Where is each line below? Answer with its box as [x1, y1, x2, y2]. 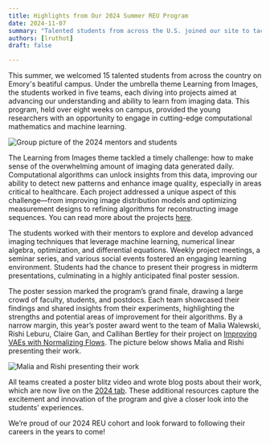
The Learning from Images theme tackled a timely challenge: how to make [8, 153, 254, 163]
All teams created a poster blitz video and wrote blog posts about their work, [8, 377, 262, 387]
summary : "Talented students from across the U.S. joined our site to [8, 26, 250, 35]
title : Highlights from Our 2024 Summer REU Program [8, 11, 189, 20]
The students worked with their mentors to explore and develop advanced [8, 228, 254, 238]
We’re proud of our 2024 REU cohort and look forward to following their [8, 418, 246, 428]
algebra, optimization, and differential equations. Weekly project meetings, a [8, 246, 261, 255]
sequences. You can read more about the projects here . [8, 213, 193, 222]
